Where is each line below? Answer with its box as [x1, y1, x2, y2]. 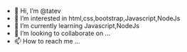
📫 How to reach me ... [14, 37, 80, 45]
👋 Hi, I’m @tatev [14, 7, 62, 15]
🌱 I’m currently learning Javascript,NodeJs [14, 22, 140, 30]
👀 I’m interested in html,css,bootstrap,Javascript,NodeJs [14, 14, 181, 22]
